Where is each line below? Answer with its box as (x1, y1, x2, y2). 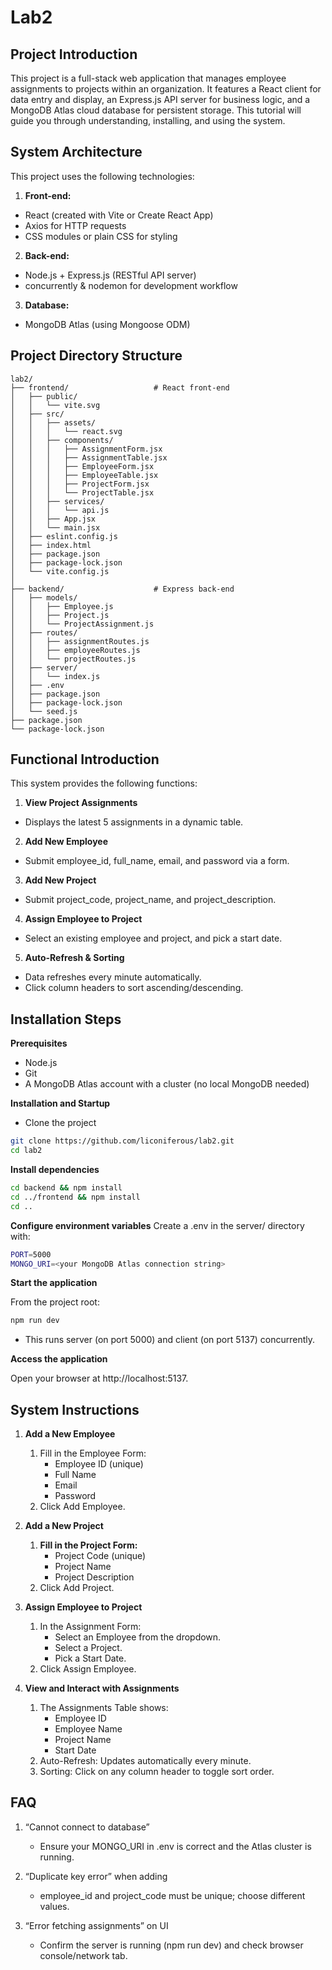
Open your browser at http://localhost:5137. (10, 1372, 189, 1385)
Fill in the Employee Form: (39, 1447, 147, 1460)
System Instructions (10, 1401, 140, 1418)
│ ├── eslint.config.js (10, 531, 118, 541)
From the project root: (10, 1296, 100, 1308)
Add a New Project (24, 1520, 104, 1532)
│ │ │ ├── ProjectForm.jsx (10, 479, 150, 489)
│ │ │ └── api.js (10, 505, 110, 515)
